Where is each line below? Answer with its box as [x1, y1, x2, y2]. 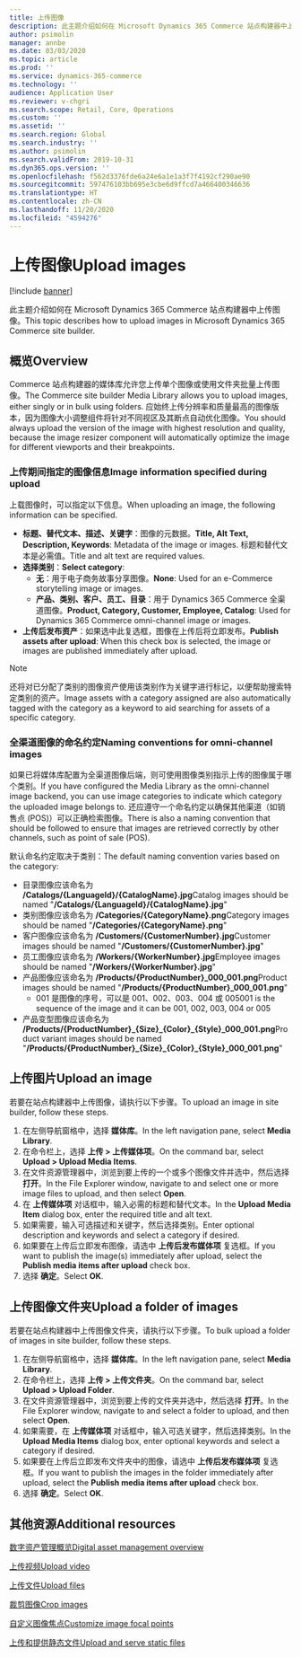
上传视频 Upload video [9, 1561, 90, 1572]
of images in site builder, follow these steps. [9, 1335, 172, 1345]
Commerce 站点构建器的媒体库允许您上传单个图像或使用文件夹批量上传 [9, 379, 272, 390]
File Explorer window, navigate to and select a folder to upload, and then [21, 1405, 289, 1415]
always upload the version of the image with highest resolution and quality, [9, 423, 286, 434]
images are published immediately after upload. [21, 645, 199, 656]
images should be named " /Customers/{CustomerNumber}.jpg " [21, 940, 264, 951]
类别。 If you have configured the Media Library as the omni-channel [16, 780, 270, 791]
